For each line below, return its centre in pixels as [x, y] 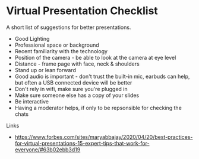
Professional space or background [57, 45]
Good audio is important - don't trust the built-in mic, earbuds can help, [102, 76]
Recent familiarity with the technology [61, 51]
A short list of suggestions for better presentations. [69, 27]
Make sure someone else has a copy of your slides [77, 95]
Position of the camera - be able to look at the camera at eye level [95, 57]
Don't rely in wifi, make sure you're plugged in [71, 89]
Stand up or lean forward [45, 70]
